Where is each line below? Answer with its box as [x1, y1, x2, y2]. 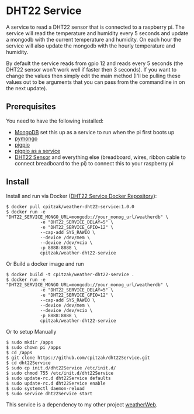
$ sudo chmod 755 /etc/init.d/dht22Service [6, 370, 114, 376]
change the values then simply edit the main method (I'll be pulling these [6, 72, 181, 79]
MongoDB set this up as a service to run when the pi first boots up [14, 128, 175, 135]
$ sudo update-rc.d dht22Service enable [6, 380, 106, 386]
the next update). [6, 84, 48, 91]
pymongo [14, 135, 38, 142]
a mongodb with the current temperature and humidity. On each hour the [6, 36, 182, 43]
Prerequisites [6, 101, 56, 112]
